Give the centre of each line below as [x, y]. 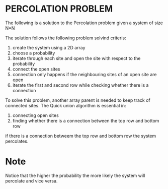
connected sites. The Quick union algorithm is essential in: [66, 105]
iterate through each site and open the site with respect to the [76, 58]
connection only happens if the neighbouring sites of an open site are [85, 74]
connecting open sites [35, 115]
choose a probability [34, 53]
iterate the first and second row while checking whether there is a [80, 85]
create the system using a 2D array [49, 47]
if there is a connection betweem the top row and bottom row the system [81, 136]
